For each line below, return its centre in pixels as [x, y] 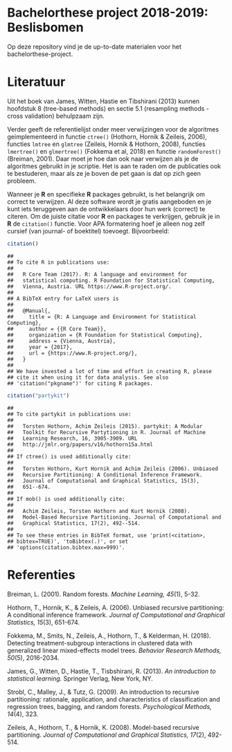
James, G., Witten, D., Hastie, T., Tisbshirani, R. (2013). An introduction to [111, 671]
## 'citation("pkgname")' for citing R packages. [80, 383]
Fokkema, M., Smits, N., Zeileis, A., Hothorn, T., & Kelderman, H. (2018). [109, 636]
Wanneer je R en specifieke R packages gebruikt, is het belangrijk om [106, 194]
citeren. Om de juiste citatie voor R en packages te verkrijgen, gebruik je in [114, 216]
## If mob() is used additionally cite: [66, 499]
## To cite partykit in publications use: [69, 414]
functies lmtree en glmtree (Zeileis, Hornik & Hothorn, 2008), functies [106, 144]
